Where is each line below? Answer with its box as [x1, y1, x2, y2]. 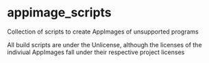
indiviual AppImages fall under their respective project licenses [7, 48, 185, 56]
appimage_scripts [7, 5, 112, 21]
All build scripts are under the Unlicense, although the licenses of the [7, 40, 202, 49]
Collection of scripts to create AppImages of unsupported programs [7, 27, 199, 36]
